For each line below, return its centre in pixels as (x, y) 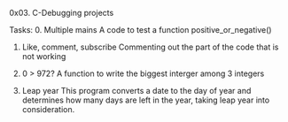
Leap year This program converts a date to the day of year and (136, 91)
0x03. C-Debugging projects (62, 13)
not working (44, 56)
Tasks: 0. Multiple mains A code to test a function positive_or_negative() (140, 30)
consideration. (48, 109)
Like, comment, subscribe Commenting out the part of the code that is (150, 47)
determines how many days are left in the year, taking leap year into (146, 100)
